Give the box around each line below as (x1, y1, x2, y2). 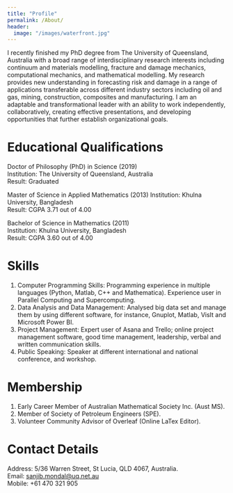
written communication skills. (17, 340, 102, 348)
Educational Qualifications (7, 140, 163, 155)
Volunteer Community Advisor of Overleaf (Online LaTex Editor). (17, 417, 201, 426)
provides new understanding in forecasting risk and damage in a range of (7, 78, 218, 87)
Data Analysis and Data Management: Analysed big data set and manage (17, 303, 227, 312)
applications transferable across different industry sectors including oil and (7, 86, 223, 94)
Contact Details (7, 442, 99, 458)
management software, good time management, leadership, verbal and (17, 333, 221, 341)
